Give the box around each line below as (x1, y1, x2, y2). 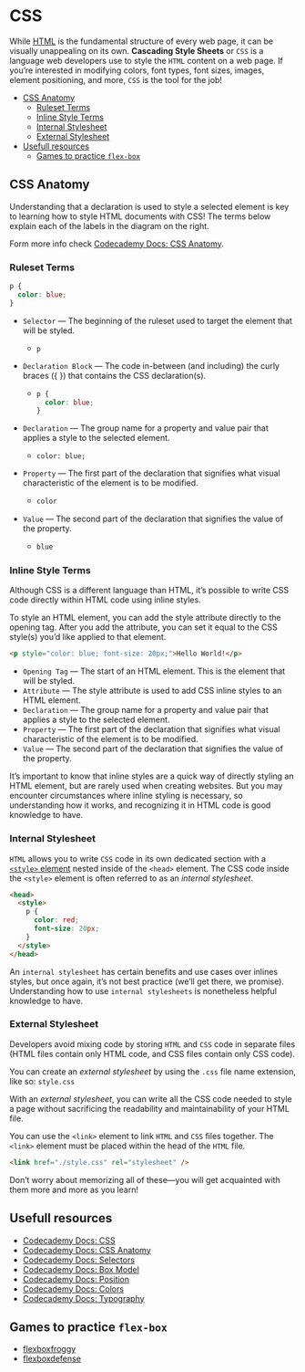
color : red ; (33, 916, 79, 925)
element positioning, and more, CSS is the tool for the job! (9, 74, 223, 85)
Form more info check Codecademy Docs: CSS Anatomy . (9, 238, 225, 249)
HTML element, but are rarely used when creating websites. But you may (9, 780, 283, 791)
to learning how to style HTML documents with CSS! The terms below (9, 211, 271, 222)
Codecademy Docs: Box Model (22, 1263, 139, 1274)
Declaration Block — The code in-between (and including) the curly (22, 360, 280, 371)
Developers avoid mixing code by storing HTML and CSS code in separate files (9, 1038, 296, 1050)
